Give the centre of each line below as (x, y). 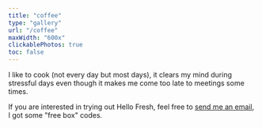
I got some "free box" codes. (55, 115)
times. (18, 91)
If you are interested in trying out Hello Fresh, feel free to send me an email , (131, 107)
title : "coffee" (35, 15)
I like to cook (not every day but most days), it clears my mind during (120, 75)
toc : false (26, 52)
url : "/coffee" (33, 30)
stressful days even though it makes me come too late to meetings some (127, 83)
